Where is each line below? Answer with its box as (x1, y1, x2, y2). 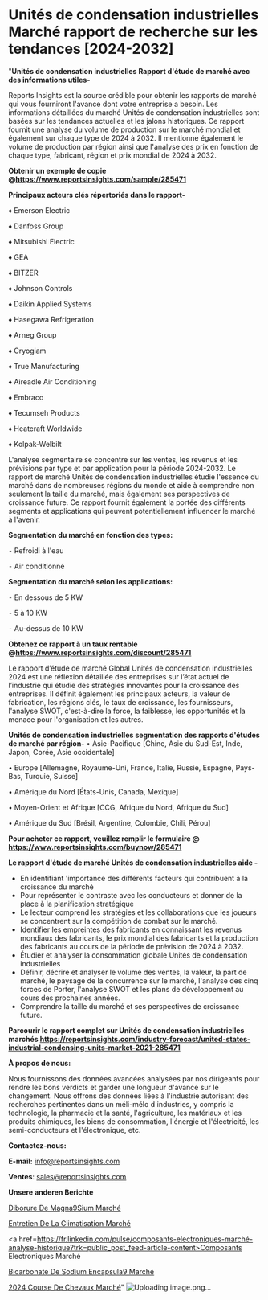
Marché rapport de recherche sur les (8, 23, 258, 41)
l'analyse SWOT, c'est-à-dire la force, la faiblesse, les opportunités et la (8, 706, 246, 716)
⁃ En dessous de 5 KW (8, 593, 83, 602)
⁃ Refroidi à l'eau (8, 545, 64, 556)
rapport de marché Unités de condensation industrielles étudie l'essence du (8, 472, 259, 482)
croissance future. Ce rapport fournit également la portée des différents (8, 497, 246, 507)
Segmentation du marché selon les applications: (8, 576, 173, 586)
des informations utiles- (8, 75, 91, 84)
